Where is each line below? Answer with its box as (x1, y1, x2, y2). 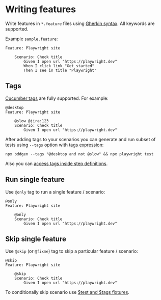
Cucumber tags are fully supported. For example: (5, 95, 109, 101)
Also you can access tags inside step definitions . (5, 160, 108, 167)
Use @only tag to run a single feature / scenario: (5, 188, 105, 195)
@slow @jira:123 (14, 118, 49, 123)
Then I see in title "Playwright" (23, 68, 97, 73)
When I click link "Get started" (23, 63, 95, 68)
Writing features (5, 4, 76, 15)
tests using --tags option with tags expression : (5, 142, 104, 148)
